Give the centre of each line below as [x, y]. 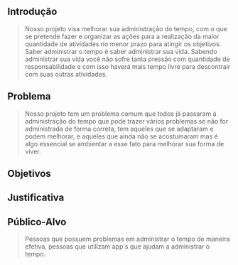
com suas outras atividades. [66, 74]
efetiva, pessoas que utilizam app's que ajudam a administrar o [117, 247]
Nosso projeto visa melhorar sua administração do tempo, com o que [126, 28]
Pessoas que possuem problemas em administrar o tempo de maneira [127, 239]
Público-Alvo [37, 222]
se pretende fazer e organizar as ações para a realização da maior [122, 36]
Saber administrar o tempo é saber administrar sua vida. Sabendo [121, 51]
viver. [33, 151]
